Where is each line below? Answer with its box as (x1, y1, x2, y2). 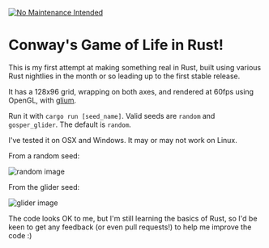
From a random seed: (8, 150, 80, 161)
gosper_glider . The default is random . (8, 120, 132, 129)
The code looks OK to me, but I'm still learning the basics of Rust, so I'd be (8, 213, 258, 223)
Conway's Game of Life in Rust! (8, 36, 224, 54)
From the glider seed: (8, 182, 80, 191)
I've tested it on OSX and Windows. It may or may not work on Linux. (8, 135, 237, 145)
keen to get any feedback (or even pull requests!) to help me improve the (8, 222, 252, 232)
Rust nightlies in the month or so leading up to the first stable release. (8, 71, 241, 81)
